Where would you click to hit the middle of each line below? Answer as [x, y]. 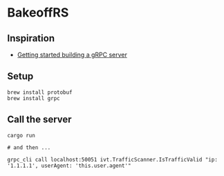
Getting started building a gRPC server [72, 55]
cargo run [21, 135]
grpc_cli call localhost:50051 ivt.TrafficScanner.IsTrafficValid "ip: [112, 159]
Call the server [39, 120]
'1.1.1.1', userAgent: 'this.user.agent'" [69, 166]
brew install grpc [34, 98]
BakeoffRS [38, 13]
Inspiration [31, 38]
